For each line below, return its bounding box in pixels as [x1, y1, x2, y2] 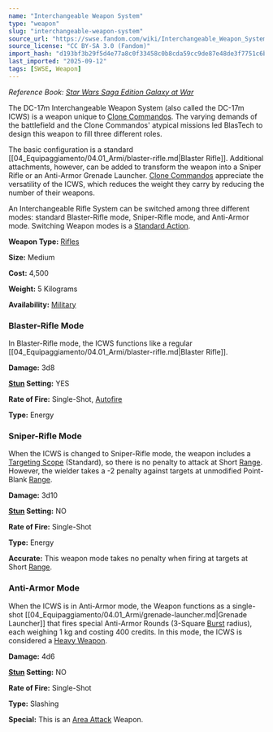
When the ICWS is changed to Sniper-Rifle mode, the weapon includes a [8, 449, 251, 459]
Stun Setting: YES [8, 379, 70, 389]
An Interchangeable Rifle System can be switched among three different [8, 203, 250, 213]
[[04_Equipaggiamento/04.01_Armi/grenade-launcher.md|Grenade [24, 609, 248, 619]
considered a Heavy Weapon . [8, 635, 108, 645]
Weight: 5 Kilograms [8, 284, 78, 294]
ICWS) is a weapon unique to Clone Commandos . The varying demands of [8, 111, 258, 121]
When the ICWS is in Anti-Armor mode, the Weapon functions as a [8, 601, 231, 611]
